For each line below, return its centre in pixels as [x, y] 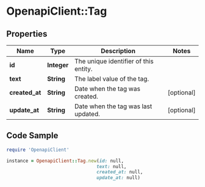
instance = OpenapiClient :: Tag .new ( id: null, [65, 161]
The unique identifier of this [114, 61]
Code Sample [32, 136]
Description [118, 51]
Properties [27, 34]
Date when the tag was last [113, 106]
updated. [87, 114]
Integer [58, 65]
